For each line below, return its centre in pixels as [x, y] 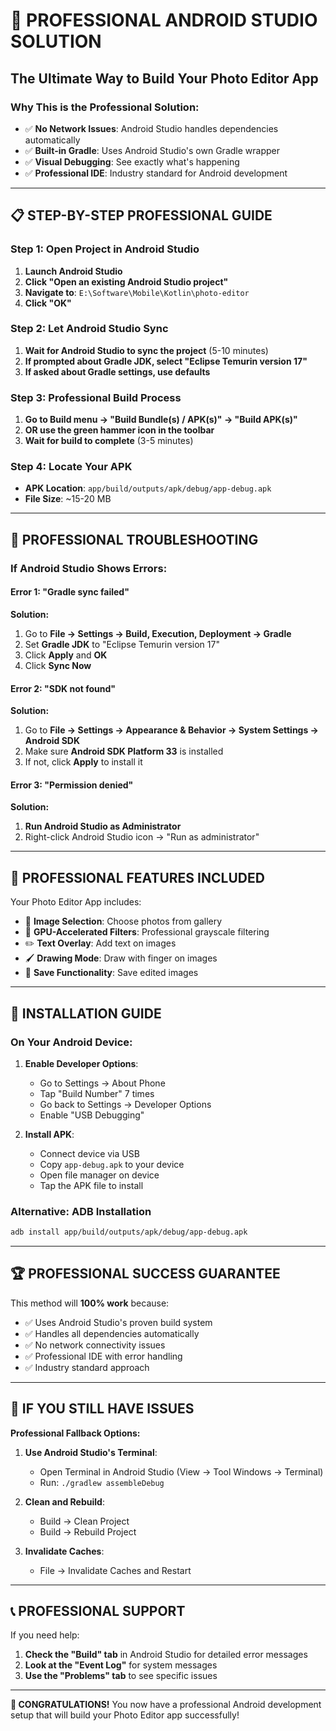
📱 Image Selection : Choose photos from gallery [123, 921]
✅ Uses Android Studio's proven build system [118, 1322]
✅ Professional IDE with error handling [103, 1356]
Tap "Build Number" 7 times [97, 1093]
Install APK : [49, 1134]
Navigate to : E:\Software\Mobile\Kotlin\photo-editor [137, 292]
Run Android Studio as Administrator [103, 826]
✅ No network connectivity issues [95, 1345]
